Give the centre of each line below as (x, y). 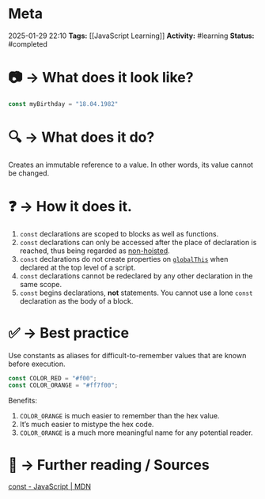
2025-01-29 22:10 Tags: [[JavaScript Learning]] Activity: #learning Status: (131, 36)
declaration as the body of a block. (76, 301)
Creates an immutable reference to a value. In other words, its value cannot (131, 164)
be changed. (29, 173)
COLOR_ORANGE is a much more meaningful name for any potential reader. (136, 433)
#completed (28, 43)
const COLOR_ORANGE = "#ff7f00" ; (63, 386)
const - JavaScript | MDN (50, 486)
